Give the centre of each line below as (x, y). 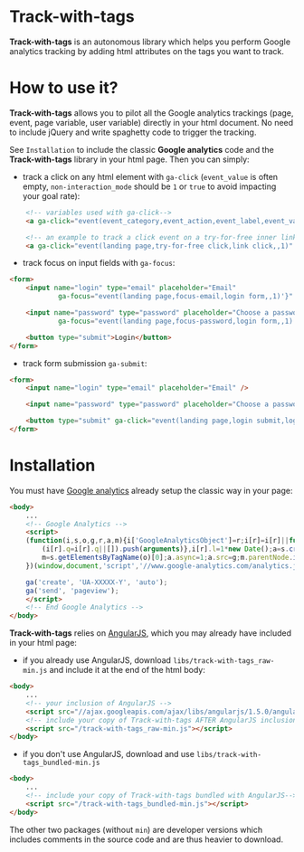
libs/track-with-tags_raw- (224, 661)
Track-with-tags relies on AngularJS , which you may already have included (151, 633)
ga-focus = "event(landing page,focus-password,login (157, 321)
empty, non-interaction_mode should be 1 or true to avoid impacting (149, 186)
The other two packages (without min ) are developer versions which (136, 829)
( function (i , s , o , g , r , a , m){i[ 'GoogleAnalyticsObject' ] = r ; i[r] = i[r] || (157, 541)
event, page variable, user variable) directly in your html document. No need (152, 122)
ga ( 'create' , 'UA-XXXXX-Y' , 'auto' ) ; (97, 582)
